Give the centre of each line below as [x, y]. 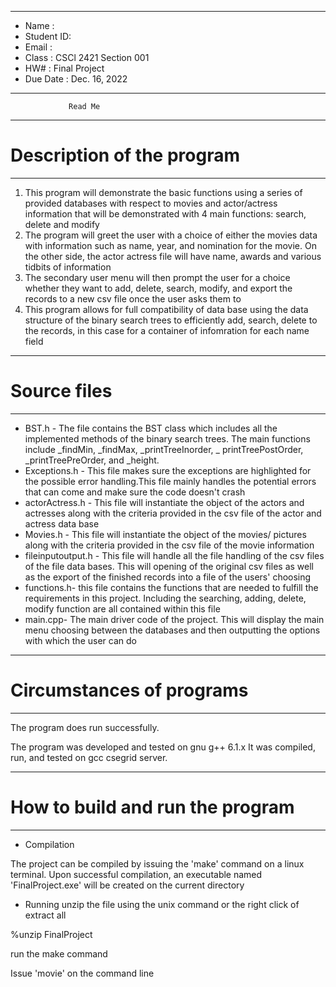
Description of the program [125, 155]
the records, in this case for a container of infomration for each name [167, 330]
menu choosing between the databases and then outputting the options [172, 630]
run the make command [59, 953]
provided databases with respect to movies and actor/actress [151, 203]
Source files [61, 391]
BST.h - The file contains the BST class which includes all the [151, 428]
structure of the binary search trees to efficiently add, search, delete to [171, 320]
